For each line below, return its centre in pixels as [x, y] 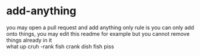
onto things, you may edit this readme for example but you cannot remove [98, 33]
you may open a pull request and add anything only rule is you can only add [100, 27]
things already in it [29, 40]
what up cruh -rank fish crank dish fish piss [60, 46]
